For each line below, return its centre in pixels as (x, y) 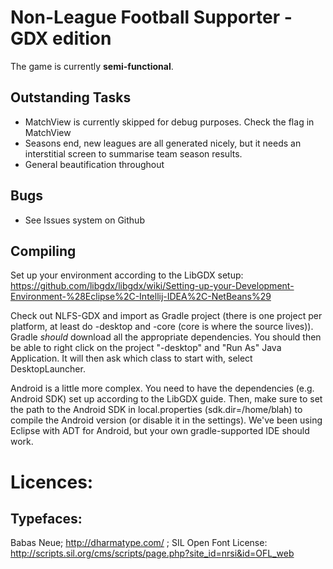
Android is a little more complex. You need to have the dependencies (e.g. (162, 388)
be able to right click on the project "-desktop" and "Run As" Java (146, 348)
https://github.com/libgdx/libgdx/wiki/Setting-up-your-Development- (152, 286)
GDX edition (61, 38)
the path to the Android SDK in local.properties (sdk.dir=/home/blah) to (156, 410)
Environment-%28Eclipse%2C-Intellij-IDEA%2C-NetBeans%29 (141, 297)
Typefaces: (46, 518)
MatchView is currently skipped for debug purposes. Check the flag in (169, 122)
